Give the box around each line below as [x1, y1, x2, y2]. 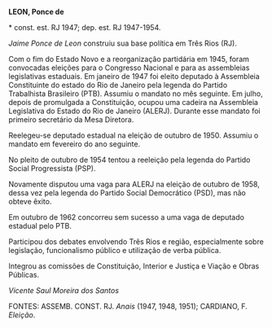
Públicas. [8, 270, 39, 279]
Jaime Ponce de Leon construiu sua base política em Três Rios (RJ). [8, 38, 238, 48]
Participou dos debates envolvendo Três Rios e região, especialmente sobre [8, 237, 265, 247]
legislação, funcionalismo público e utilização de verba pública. [8, 246, 222, 255]
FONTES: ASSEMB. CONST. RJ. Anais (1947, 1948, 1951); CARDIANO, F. [8, 301, 248, 311]
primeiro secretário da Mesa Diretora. [8, 115, 134, 125]
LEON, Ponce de [8, 7, 64, 16]
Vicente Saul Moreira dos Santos [8, 286, 120, 295]
